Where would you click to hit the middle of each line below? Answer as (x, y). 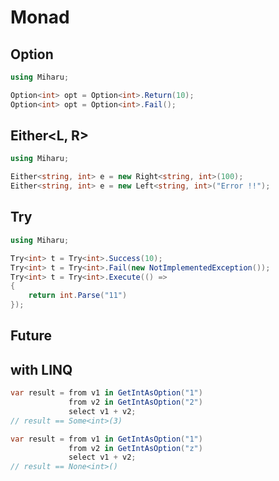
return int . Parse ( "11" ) (78, 296)
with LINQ (41, 369)
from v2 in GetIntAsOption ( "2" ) (135, 402)
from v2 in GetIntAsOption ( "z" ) (135, 448)
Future (31, 336)
